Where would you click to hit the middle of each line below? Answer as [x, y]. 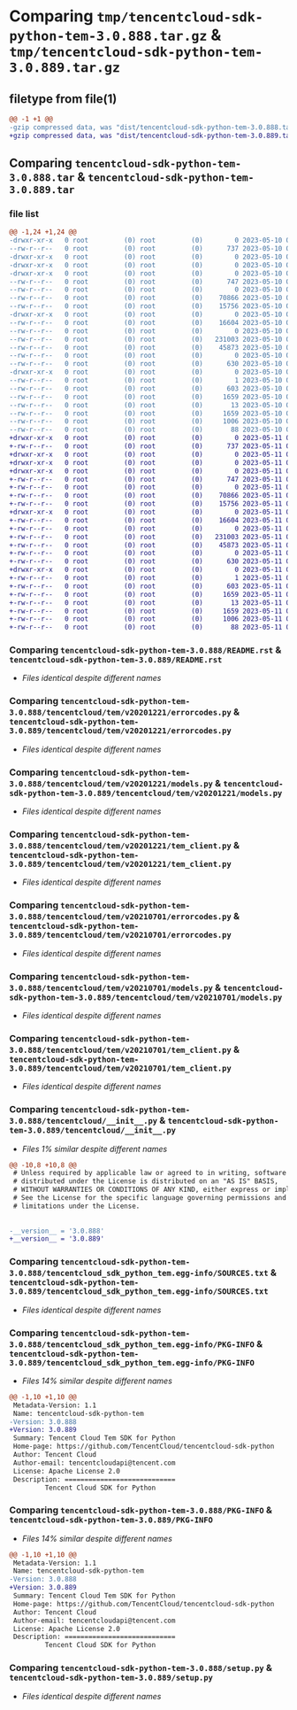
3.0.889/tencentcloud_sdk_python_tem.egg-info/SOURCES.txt [139, 1292]
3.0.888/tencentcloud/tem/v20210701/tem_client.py [120, 1050]
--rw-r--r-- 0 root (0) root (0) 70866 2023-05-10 [146, 298]
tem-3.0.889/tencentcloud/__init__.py [93, 1130]
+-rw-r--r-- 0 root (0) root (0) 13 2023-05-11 [146, 603]
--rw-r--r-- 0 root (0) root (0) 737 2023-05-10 [146, 249]
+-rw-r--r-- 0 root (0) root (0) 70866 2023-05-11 [146, 496]
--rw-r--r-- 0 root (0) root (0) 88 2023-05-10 [146, 430]
